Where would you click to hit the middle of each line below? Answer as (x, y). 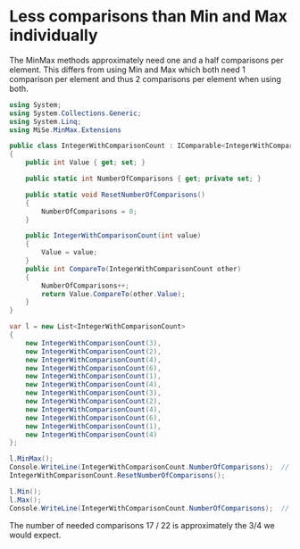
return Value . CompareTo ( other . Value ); (113, 294)
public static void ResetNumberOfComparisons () (115, 195)
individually (54, 35)
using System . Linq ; (46, 121)
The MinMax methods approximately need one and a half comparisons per (146, 60)
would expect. (35, 535)
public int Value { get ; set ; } (85, 162)
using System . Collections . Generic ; (75, 113)
